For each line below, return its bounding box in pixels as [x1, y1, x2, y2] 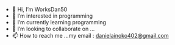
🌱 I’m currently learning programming [12, 19, 107, 26]
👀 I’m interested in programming [12, 12, 93, 19]
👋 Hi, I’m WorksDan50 [12, 6, 68, 13]
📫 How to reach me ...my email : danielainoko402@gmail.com [12, 32, 169, 39]
